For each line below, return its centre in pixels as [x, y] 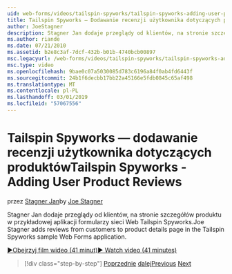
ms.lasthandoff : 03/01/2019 [48, 98]
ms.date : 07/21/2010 [37, 46]
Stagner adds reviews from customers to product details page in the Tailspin [116, 229]
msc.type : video [30, 65]
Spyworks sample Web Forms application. [67, 237]
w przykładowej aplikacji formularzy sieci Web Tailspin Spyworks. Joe [106, 221]
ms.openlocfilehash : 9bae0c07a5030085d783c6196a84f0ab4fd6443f [100, 71]
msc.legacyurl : [29, 59]
